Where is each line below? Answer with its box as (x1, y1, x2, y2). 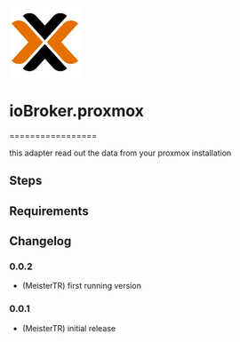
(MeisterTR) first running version (21, 281, 142, 291)
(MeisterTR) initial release (21, 322, 116, 333)
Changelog (9, 234, 72, 249)
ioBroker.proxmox (9, 101, 145, 122)
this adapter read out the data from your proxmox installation (9, 147, 232, 158)
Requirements (9, 203, 89, 219)
